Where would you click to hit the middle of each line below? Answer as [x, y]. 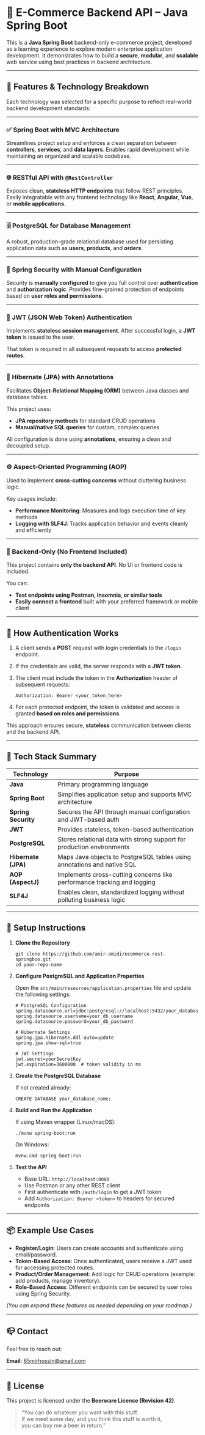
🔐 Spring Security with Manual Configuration [74, 270]
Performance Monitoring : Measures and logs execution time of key [100, 511]
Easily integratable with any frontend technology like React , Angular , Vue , [100, 197]
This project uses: [29, 408]
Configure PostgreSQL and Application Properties [80, 976]
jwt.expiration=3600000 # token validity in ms [78, 1064]
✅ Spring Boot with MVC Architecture [63, 130]
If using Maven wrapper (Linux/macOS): [65, 1122]
